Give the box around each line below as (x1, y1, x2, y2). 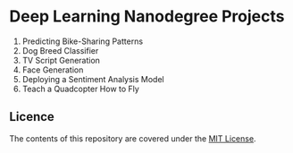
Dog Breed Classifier (21, 45, 99, 55)
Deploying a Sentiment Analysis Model (21, 73, 164, 84)
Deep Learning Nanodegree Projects (9, 6, 285, 27)
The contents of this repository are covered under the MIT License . (9, 132, 256, 144)
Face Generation (21, 64, 84, 75)
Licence (9, 109, 55, 124)
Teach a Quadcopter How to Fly (21, 83, 140, 94)
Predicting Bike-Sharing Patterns (21, 36, 144, 47)
